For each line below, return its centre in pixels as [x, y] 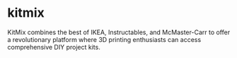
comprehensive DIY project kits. [54, 47]
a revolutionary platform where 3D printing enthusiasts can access [104, 39]
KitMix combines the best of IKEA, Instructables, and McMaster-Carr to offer [119, 32]
